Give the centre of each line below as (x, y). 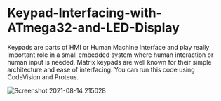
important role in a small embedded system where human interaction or (110, 55)
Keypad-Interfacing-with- (85, 13)
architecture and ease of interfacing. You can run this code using (101, 69)
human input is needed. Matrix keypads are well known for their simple (109, 62)
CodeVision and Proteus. (43, 77)
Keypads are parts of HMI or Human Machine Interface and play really (108, 47)
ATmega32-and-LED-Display (94, 28)
